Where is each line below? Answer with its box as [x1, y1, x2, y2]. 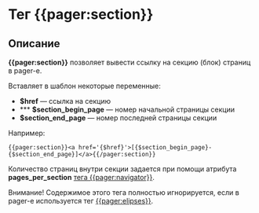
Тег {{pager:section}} [8, 6, 154, 24]
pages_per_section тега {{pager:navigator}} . [8, 173, 155, 182]
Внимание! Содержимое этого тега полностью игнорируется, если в [8, 188, 239, 197]
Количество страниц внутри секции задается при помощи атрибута [8, 164, 237, 174]
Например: [8, 128, 46, 138]
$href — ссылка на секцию [19, 97, 111, 105]
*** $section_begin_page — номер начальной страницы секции [19, 105, 235, 114]
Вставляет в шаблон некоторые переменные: [8, 81, 161, 90]
